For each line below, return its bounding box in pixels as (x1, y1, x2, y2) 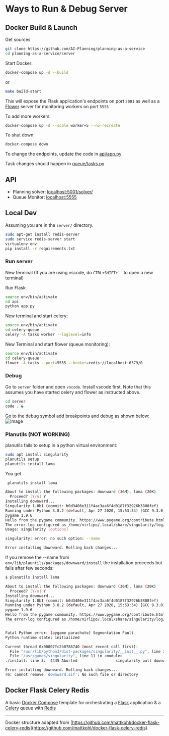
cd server (5, 399, 26, 404)
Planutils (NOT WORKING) (5, 430, 70, 437)
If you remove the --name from (5, 554, 69, 561)
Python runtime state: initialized (5, 635, 80, 640)
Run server (5, 258, 33, 265)
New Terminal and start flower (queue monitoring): (5, 341, 110, 347)
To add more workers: (5, 113, 51, 119)
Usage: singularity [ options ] (5, 527, 69, 532)
